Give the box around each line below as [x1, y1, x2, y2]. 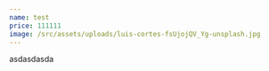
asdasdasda [9, 54, 54, 65]
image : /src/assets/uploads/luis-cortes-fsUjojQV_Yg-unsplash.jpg [9, 29, 261, 38]
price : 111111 [9, 21, 62, 30]
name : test [9, 12, 50, 22]
